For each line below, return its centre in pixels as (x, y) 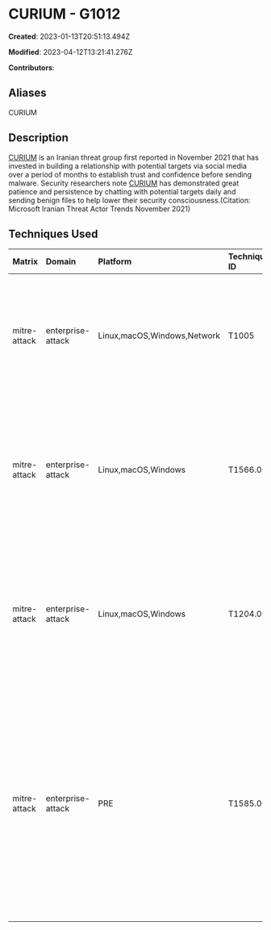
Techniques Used (53, 234)
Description (38, 138)
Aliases (27, 93)
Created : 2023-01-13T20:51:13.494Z (69, 36)
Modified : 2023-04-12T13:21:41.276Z (71, 52)
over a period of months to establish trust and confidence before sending (130, 174)
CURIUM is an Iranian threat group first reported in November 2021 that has (134, 157)
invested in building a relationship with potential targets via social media (128, 165)
